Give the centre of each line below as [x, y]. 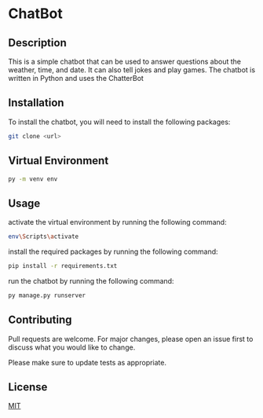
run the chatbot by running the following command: [91, 280]
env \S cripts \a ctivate [44, 236]
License [28, 387]
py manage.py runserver [47, 295]
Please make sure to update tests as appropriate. [88, 362]
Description [37, 43]
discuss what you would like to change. [72, 347]
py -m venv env [33, 179]
